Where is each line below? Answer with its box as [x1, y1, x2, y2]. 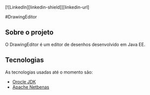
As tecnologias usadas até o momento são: [5, 69, 93, 75]
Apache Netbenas [12, 84, 50, 90]
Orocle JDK [12, 79, 36, 85]
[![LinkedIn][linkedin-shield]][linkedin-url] [5, 4, 90, 10]
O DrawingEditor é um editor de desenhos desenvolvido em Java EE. [5, 41, 146, 47]
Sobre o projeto [5, 28, 53, 37]
